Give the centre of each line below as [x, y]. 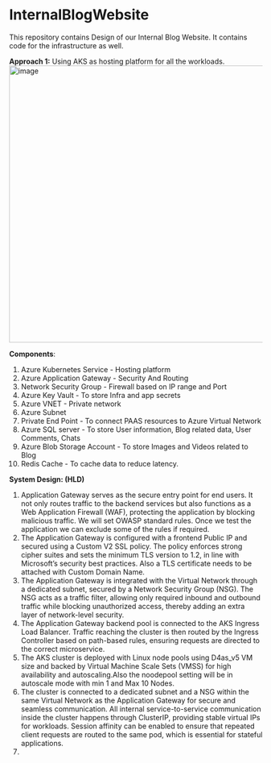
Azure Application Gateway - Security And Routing [105, 378]
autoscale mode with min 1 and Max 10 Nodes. [98, 683]
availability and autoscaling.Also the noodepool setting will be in [127, 674]
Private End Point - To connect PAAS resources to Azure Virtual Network [141, 421]
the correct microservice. [63, 649]
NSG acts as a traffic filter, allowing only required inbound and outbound [140, 597]
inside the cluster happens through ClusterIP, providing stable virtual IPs [140, 717]
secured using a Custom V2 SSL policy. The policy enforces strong [131, 546]
